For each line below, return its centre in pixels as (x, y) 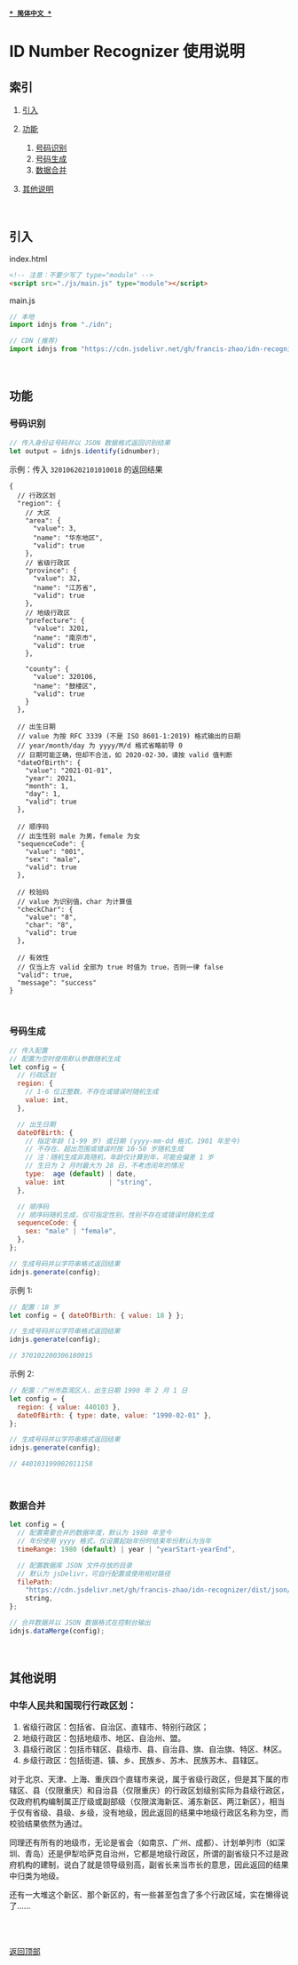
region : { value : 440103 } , (69, 1407)
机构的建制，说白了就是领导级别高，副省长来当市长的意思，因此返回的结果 (153, 1865)
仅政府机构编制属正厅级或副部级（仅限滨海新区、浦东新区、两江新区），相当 (147, 1801)
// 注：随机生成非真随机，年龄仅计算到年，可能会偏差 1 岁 (120, 1158)
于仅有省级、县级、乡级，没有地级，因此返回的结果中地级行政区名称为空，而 (149, 1812)
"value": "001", (55, 851)
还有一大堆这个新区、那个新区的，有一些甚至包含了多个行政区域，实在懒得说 (149, 1894)
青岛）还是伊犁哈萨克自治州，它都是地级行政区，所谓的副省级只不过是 (153, 1853)
